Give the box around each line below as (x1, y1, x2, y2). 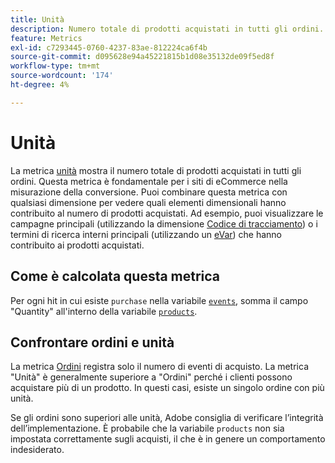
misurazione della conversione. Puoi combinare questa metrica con (10, 186, 288, 198)
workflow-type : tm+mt (10, 61, 101, 71)
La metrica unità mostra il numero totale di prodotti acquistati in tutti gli (10, 164, 302, 176)
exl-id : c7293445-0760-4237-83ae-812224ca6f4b (10, 42, 208, 53)
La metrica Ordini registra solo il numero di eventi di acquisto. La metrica (10, 361, 309, 373)
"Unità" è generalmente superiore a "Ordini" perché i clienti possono (10, 371, 293, 383)
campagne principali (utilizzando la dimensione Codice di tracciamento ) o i (10, 217, 318, 230)
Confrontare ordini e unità (10, 334, 175, 351)
